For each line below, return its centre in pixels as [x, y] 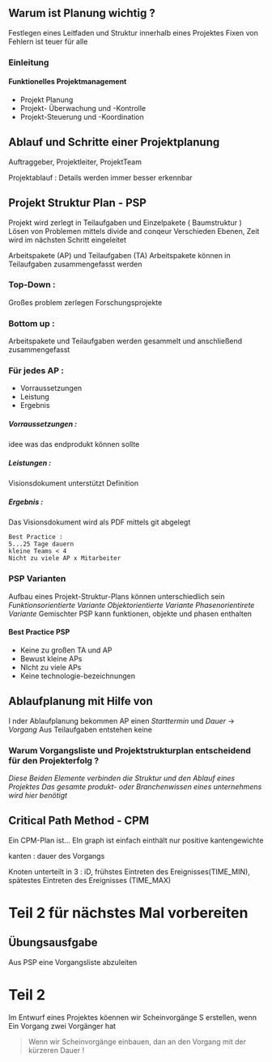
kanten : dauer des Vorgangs [57, 856]
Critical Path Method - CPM [79, 821]
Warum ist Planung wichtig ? [82, 13]
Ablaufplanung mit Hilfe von [81, 701]
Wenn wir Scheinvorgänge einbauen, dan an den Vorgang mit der [137, 1041]
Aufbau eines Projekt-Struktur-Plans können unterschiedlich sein [117, 596]
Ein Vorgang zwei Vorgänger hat [62, 1026]
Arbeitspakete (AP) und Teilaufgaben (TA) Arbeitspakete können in [119, 255]
